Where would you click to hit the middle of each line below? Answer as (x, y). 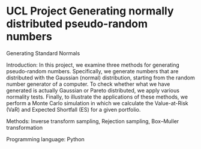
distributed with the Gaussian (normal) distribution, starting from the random (100, 78)
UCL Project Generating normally (90, 11)
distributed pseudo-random (77, 24)
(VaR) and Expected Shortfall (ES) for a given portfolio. (73, 109)
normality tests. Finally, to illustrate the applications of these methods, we (97, 97)
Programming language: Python (46, 139)
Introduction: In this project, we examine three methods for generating (93, 65)
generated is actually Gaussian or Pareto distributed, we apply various (93, 90)
